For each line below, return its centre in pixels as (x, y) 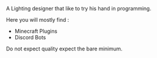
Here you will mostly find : (38, 20)
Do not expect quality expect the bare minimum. (64, 49)
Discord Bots (30, 37)
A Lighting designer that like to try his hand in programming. (79, 8)
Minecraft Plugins (36, 31)
